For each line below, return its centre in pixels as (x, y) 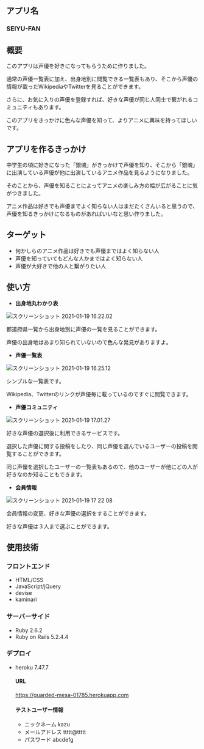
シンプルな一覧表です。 (36, 381)
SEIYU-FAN (23, 29)
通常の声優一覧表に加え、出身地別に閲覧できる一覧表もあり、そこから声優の (102, 79)
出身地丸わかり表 (37, 303)
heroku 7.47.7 (32, 667)
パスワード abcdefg (49, 740)
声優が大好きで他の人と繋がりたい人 (61, 266)
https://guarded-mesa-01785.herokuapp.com (72, 695)
